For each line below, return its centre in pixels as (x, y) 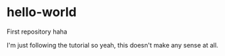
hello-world (42, 12)
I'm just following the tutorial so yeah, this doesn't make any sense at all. (112, 45)
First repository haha (37, 31)
